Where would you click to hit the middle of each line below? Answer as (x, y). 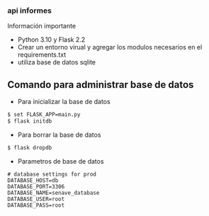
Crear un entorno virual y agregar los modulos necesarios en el (110, 47)
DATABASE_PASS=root (36, 205)
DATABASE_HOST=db (33, 180)
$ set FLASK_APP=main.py (44, 115)
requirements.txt (42, 55)
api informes (29, 11)
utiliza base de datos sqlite (57, 62)
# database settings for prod (52, 174)
